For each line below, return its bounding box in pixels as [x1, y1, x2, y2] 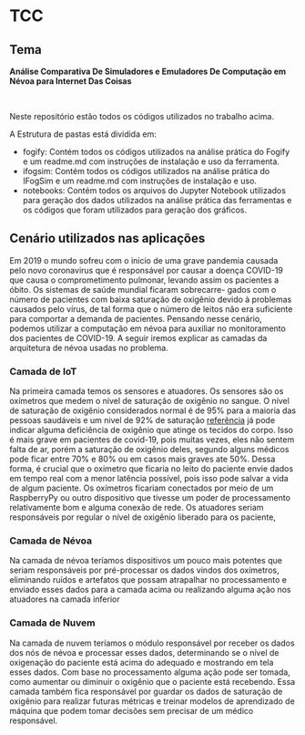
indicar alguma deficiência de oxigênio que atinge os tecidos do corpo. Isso [9, 425, 294, 436]
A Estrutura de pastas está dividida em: [9, 129, 157, 140]
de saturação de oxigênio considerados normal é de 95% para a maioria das [9, 405, 297, 416]
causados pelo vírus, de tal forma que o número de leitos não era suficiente [9, 303, 293, 315]
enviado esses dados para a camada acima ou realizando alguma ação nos [9, 585, 291, 595]
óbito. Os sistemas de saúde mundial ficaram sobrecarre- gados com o [9, 284, 277, 295]
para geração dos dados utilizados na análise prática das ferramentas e [22, 195, 292, 205]
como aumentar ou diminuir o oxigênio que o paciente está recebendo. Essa [9, 676, 296, 687]
